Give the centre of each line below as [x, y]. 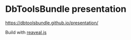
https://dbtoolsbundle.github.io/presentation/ [52, 23]
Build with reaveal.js [26, 32]
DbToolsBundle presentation [66, 9]
